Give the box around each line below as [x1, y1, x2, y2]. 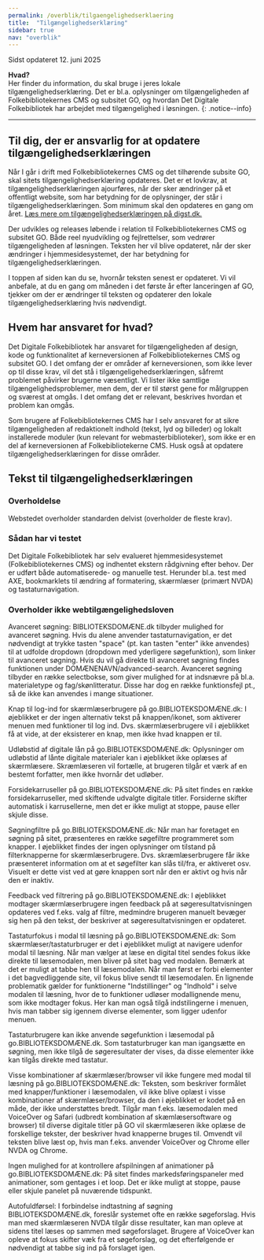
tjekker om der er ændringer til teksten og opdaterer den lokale [8, 290, 212, 299]
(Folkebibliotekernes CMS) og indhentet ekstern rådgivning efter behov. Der [8, 559, 254, 569]
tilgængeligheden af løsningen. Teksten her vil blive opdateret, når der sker [8, 241, 251, 250]
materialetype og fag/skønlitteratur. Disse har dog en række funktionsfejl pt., [8, 680, 255, 690]
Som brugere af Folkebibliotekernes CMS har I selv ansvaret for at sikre [8, 415, 240, 425]
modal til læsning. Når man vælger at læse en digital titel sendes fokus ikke [8, 948, 251, 958]
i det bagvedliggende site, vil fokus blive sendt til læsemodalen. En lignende [8, 973, 254, 983]
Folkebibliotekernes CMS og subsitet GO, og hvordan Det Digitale [8, 95, 219, 105]
